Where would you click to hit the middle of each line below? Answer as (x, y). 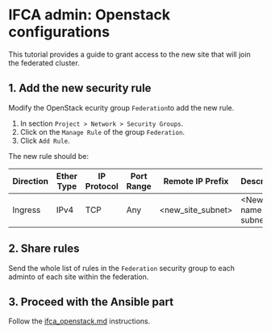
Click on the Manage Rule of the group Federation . (102, 132)
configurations (59, 32)
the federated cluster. (44, 63)
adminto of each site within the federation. (79, 277)
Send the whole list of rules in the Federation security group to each (122, 268)
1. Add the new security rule (80, 88)
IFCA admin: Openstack (90, 15)
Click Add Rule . (45, 140)
